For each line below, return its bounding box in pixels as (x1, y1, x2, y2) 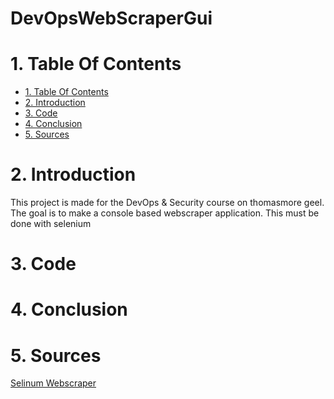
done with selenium (10, 218, 92, 230)
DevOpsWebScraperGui (10, 7, 213, 30)
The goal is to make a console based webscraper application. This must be (10, 207, 320, 219)
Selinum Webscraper (10, 377, 97, 389)
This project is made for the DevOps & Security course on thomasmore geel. (10, 197, 325, 209)
